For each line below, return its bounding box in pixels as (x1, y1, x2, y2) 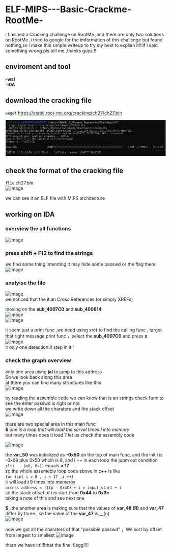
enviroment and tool (5, 62, 71, 71)
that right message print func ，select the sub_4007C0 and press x (5, 333, 148, 339)
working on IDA (5, 210, 55, 219)
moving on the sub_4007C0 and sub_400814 (5, 306, 102, 312)
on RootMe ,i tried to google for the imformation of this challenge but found (5, 37, 163, 43)
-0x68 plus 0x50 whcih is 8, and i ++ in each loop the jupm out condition (5, 457, 158, 463)
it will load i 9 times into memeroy (5, 478, 76, 485)
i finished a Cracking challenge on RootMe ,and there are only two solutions (5, 31, 164, 37)
